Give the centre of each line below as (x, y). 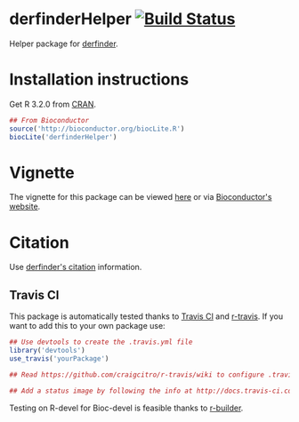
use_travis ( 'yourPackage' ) (59, 358)
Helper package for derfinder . (64, 44)
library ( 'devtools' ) (48, 351)
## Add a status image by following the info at (101, 391)
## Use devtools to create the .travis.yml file (101, 342)
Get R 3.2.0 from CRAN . (53, 104)
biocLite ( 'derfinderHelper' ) (63, 137)
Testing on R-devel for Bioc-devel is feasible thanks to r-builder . (126, 408)
